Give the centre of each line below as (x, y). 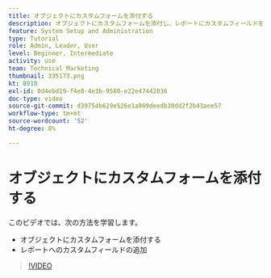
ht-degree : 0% (32, 128)
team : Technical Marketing (54, 69)
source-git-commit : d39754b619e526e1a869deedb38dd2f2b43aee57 (115, 106)
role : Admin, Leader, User (54, 46)
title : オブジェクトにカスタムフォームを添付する (81, 16)
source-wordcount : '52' (48, 121)
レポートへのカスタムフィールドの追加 (83, 249)
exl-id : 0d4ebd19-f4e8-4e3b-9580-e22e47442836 (88, 91)
